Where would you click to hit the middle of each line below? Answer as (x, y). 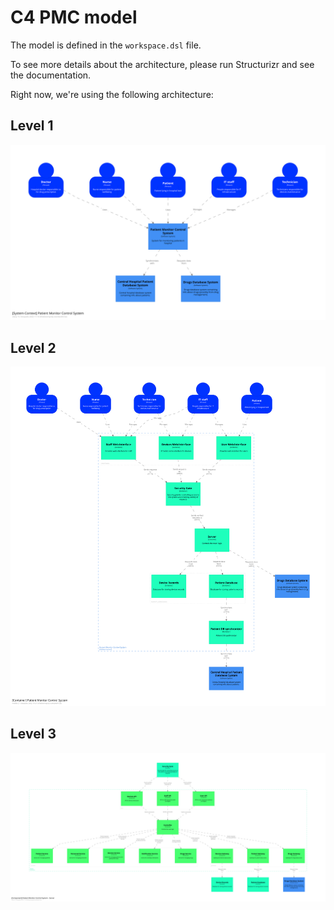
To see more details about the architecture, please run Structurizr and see (162, 64)
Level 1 (32, 126)
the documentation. (51, 75)
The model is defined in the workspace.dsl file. (106, 45)
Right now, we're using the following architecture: (112, 94)
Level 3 (33, 734)
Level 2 (33, 347)
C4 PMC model (74, 17)
